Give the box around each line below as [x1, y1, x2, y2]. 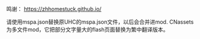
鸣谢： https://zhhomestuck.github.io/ [6, 5, 102, 12]
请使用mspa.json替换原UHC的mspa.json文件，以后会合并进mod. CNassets [6, 18, 194, 26]
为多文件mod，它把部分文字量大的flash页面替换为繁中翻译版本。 [6, 26, 169, 33]
